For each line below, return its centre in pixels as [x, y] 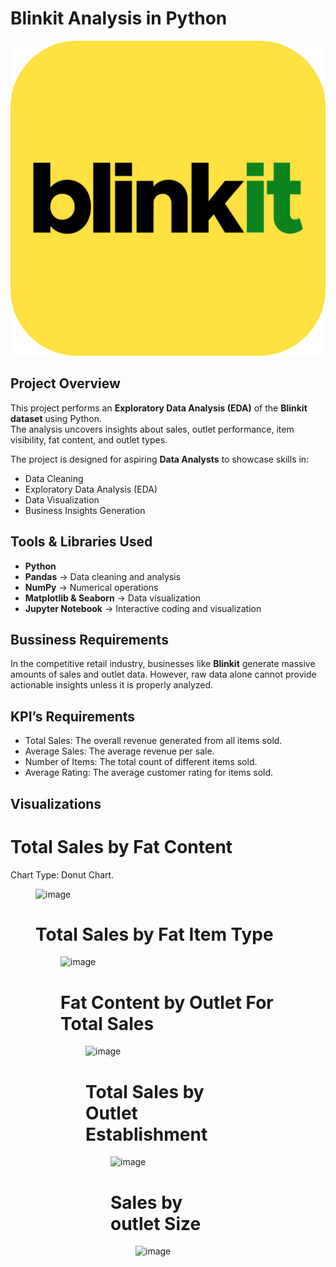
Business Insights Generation [85, 510]
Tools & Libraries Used [81, 542]
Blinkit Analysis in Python [119, 18]
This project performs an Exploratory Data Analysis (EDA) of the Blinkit [159, 408]
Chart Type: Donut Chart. [62, 874]
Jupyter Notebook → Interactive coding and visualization [143, 608]
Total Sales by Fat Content [121, 846]
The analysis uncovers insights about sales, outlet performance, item [152, 429]
